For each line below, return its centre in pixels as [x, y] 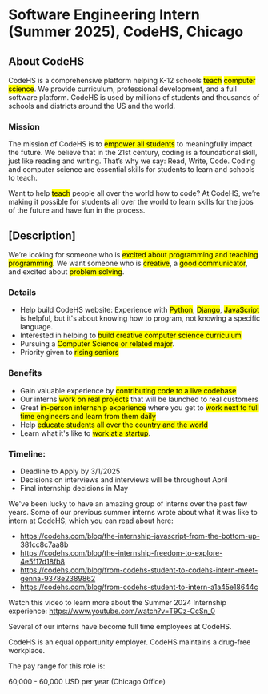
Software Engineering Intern [104, 15]
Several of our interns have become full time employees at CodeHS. [120, 626]
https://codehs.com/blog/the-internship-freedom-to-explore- [121, 553]
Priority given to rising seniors [69, 353]
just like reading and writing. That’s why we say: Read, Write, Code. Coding [132, 161]
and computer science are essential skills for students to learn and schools [132, 170]
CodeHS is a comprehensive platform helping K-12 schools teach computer [132, 80]
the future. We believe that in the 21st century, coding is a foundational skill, [133, 153]
